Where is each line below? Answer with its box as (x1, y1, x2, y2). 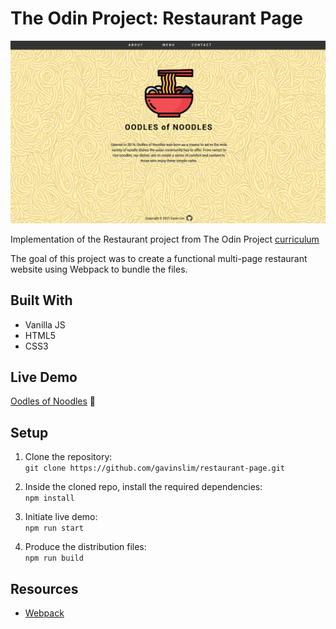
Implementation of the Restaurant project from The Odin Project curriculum (10, 233, 320, 245)
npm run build (24, 553, 84, 564)
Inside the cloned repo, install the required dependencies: (24, 481, 263, 493)
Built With (10, 292, 73, 309)
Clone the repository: (24, 451, 113, 463)
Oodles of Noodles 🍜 (10, 395, 97, 407)
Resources (10, 580, 79, 597)
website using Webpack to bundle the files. (10, 263, 188, 275)
